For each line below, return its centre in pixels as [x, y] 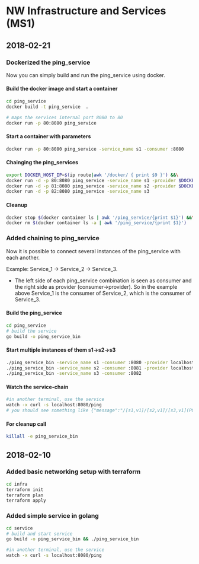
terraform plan [25, 495]
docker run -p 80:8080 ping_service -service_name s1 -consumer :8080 [95, 149]
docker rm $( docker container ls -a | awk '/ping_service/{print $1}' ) [96, 223]
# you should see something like [47, 410]
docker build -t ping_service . [47, 107]
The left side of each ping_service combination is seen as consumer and [103, 281]
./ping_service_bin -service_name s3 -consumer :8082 [74, 374]
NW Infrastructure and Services [86, 11]
